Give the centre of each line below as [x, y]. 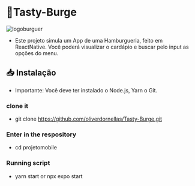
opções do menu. [37, 53]
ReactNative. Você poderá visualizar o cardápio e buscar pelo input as [102, 47]
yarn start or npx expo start [49, 176]
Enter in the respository [41, 134]
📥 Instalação [31, 73]
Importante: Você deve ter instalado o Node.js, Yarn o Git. [86, 90]
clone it [17, 106]
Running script [28, 163]
